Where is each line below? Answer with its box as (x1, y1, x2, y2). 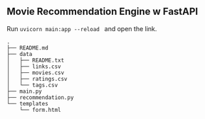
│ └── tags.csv (6, 81, 58, 89)
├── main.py (6, 88, 42, 95)
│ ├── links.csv (6, 63, 61, 70)
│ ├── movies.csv (6, 69, 65, 76)
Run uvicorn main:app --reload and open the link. (6, 24, 157, 33)
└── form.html (19, 106, 61, 113)
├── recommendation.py (6, 93, 74, 101)
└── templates (6, 100, 49, 107)
